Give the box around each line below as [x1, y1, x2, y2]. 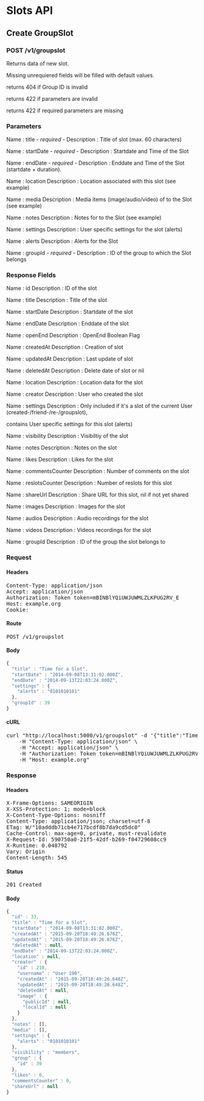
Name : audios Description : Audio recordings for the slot [6, 514, 149, 522]
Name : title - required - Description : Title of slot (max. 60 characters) [6, 136, 182, 143]
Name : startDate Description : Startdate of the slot [6, 308, 134, 316]
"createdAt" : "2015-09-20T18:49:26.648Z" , [17, 976, 129, 983]
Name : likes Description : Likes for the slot [6, 456, 114, 463]
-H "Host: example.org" [19, 757, 90, 763]
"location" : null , [12, 953, 61, 960]
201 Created [6, 881, 42, 888]
